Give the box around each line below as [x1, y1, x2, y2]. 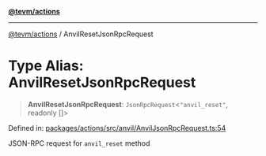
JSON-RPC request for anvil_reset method [8, 138, 150, 148]
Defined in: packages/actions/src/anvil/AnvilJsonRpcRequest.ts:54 [8, 123, 226, 132]
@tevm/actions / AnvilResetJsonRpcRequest [8, 29, 154, 39]
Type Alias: [8, 57, 85, 75]
